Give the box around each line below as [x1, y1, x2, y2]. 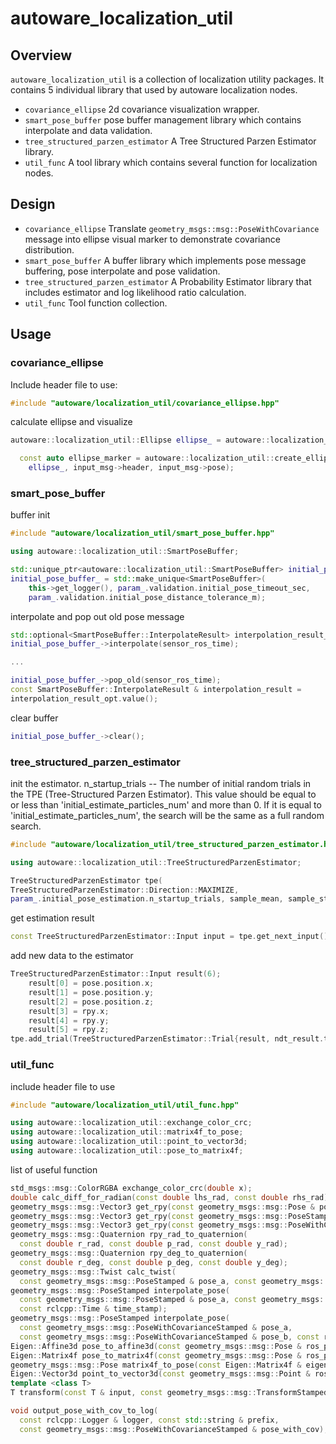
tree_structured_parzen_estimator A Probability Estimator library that [24, 275, 312, 287]
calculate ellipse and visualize [10, 416, 133, 428]
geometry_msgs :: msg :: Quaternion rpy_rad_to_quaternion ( [10, 1230, 248, 1240]
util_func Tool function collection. [24, 297, 168, 309]
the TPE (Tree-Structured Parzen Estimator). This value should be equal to [10, 788, 317, 800]
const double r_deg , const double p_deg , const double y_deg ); [19, 1257, 288, 1267]
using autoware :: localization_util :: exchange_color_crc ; [10, 1118, 253, 1128]
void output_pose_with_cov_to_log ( [10, 1406, 159, 1416]
